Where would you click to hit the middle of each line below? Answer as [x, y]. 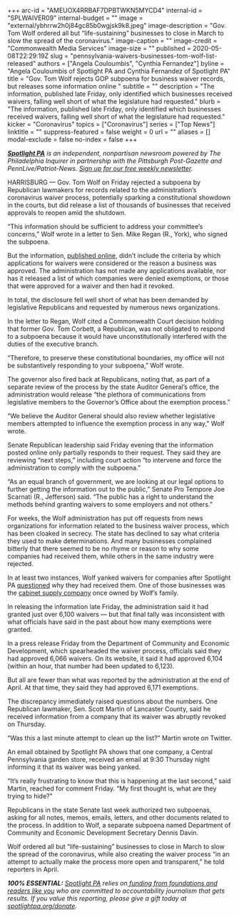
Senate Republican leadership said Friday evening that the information [111, 445]
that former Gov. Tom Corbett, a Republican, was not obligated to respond [116, 329]
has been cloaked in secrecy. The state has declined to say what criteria [113, 533]
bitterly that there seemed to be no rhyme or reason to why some [103, 549]
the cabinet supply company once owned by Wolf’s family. [93, 593]
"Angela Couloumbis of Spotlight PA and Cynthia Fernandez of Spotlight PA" [119, 71]
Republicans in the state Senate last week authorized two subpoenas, [110, 810]
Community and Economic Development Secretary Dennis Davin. [103, 833]
